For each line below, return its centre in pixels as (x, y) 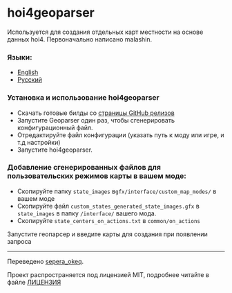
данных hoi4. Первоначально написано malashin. (80, 39)
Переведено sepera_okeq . (46, 261)
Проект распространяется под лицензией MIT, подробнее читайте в (108, 274)
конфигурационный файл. (55, 127)
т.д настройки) (39, 142)
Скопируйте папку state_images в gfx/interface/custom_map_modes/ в (117, 191)
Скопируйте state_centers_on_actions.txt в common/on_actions (108, 220)
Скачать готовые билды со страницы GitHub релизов (96, 113)
